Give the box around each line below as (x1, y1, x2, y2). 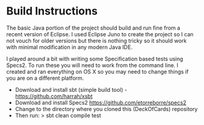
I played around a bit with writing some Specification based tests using (6, 55, 183, 62)
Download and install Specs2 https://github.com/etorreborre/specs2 (15, 98, 186, 106)
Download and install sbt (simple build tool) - (15, 86, 127, 93)
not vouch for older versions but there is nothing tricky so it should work (6, 37, 187, 44)
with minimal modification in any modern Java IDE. (6, 43, 133, 51)
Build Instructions (6, 4, 98, 18)
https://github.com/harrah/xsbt (15, 92, 93, 100)
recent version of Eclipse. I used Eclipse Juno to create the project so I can (6, 30, 194, 37)
